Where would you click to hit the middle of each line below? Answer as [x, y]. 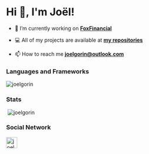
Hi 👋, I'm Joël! [40, 12]
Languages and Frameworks [48, 71]
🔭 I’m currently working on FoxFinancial [63, 28]
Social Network [29, 128]
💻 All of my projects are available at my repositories [79, 40]
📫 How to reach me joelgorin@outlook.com [69, 54]
